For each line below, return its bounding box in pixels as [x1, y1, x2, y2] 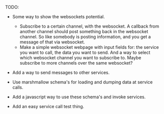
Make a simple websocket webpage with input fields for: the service [19, 44, 159, 50]
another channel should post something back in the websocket [19, 29, 149, 34]
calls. [12, 84, 23, 90]
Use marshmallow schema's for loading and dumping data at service [12, 79, 153, 85]
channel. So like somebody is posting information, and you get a [19, 34, 151, 39]
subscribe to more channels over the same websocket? [19, 60, 133, 66]
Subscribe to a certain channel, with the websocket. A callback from [19, 23, 160, 29]
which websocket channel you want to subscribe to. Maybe [19, 55, 141, 61]
